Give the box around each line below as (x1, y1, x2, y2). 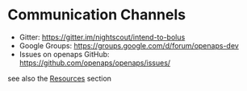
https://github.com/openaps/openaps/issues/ (19, 58, 171, 68)
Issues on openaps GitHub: (19, 49, 110, 59)
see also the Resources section (7, 73, 112, 83)
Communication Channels (7, 6, 186, 24)
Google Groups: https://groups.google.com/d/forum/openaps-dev (19, 40, 239, 50)
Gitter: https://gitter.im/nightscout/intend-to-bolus (19, 32, 186, 42)
